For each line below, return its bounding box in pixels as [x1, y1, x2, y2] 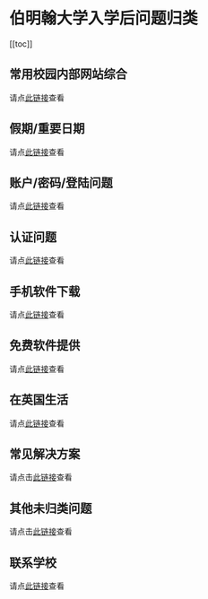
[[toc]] [9, 38, 33, 49]
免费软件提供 [9, 338, 81, 353]
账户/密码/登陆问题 [9, 175, 114, 190]
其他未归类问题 [9, 500, 92, 516]
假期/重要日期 [9, 121, 85, 136]
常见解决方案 [9, 447, 81, 462]
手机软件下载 [9, 283, 81, 299]
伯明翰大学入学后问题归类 [9, 8, 199, 29]
